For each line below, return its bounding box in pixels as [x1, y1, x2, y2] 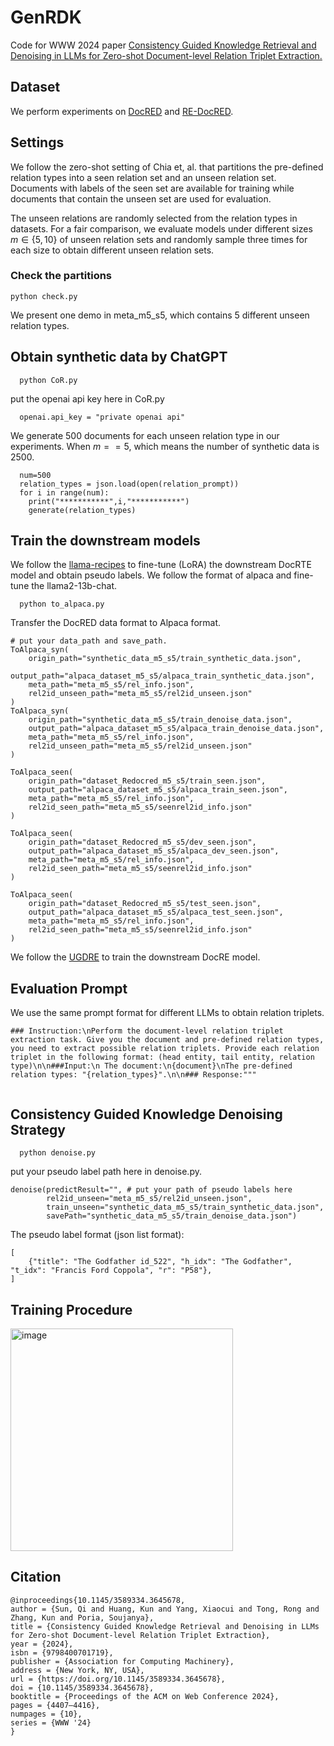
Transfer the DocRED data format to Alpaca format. [10, 617, 221, 629]
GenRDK [10, 6, 82, 29]
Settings [10, 134, 65, 151]
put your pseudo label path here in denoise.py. [10, 1166, 202, 1178]
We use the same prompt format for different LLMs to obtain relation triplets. [10, 1007, 325, 1019]
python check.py [10, 291, 78, 301]
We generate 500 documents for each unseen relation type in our [10, 429, 280, 441]
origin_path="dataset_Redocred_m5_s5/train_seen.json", [28, 776, 267, 786]
